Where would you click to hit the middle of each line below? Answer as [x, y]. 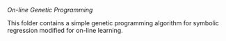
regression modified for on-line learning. [65, 30]
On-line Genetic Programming [50, 10]
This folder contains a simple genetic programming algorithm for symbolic [113, 23]
